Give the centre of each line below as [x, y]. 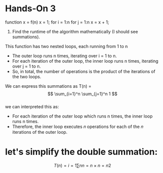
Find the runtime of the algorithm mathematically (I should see [75, 31]
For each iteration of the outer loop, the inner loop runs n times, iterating [85, 61]
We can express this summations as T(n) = [48, 86]
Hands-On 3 [30, 9]
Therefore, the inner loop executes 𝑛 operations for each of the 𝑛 [78, 126]
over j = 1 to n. [27, 66]
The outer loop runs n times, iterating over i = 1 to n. [64, 56]
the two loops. [27, 76]
